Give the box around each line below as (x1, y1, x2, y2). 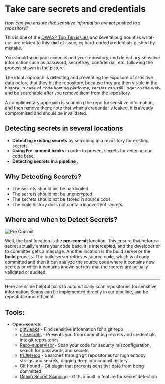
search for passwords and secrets (19, 348, 89, 354)
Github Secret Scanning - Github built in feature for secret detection (19, 374, 157, 380)
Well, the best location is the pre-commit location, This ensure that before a (5, 238, 159, 244)
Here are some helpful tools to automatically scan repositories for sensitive (5, 284, 157, 290)
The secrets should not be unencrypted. (12, 191, 94, 197)
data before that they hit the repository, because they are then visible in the (5, 80, 158, 86)
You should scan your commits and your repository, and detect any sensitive (5, 54, 160, 60)
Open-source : (12, 321, 42, 327)
